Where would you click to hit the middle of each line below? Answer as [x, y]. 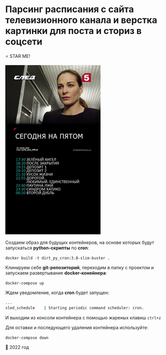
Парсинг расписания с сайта [70, 9]
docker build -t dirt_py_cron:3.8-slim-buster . [58, 258]
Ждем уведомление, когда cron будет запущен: [57, 293]
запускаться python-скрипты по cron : [47, 248]
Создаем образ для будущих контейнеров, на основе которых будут [80, 243]
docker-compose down [27, 338]
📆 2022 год [17, 347]
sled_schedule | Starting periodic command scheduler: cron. [75, 308]
